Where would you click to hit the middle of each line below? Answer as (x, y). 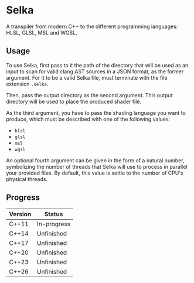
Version (20, 214)
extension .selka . (27, 84)
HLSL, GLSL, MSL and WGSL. (42, 32)
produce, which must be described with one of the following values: (88, 119)
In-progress (54, 224)
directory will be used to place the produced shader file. (74, 101)
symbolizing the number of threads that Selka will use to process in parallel (97, 166)
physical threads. (27, 179)
